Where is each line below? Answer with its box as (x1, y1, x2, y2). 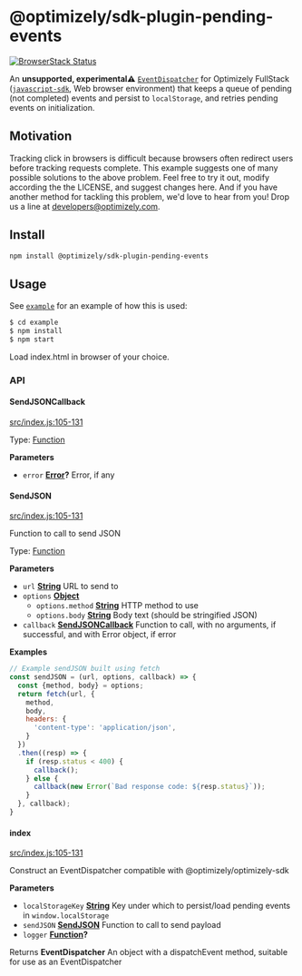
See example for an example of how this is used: (9, 301, 188, 311)
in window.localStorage (22, 910, 110, 921)
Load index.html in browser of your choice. (9, 351, 170, 362)
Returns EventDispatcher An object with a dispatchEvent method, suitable (9, 947, 288, 958)
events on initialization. (9, 102, 95, 113)
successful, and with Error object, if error (22, 629, 177, 640)
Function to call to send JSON (9, 528, 121, 539)
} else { (25, 774, 59, 783)
